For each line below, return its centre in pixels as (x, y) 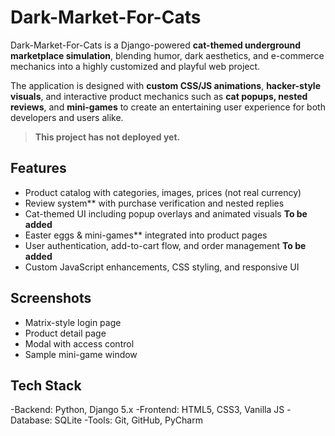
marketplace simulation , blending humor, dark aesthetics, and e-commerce (167, 55)
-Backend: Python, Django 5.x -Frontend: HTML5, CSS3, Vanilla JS (147, 410)
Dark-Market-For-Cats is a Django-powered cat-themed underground (156, 45)
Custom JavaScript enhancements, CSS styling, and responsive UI (162, 267)
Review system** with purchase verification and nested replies (154, 203)
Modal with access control (79, 343)
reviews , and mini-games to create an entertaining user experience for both (168, 107)
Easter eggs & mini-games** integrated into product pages (146, 235)
